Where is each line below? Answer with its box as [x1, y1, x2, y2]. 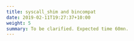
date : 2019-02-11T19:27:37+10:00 [6, 14, 91, 20]
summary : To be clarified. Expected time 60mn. [6, 25, 129, 32]
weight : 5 [6, 20, 32, 26]
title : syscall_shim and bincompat [6, 8, 96, 15]
